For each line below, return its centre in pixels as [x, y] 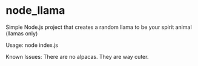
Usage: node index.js [32, 45]
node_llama [35, 10]
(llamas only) [22, 33]
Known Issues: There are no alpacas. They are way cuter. [77, 56]
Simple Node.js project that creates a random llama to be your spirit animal [99, 27]
